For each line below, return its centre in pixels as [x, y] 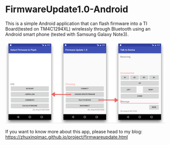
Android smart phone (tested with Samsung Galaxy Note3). [67, 34]
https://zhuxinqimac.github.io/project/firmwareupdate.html [67, 137]
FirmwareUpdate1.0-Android [67, 9]
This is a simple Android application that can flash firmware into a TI [76, 23]
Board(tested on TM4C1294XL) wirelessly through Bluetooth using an [78, 28]
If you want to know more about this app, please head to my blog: [74, 131]
